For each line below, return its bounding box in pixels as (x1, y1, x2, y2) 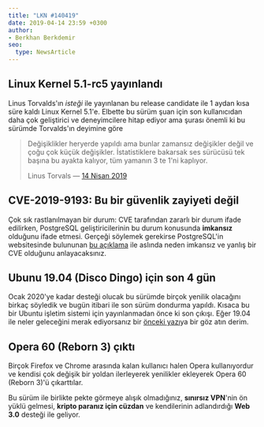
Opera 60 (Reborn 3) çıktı (8, 340, 136, 354)
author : (8, 26, 34, 34)
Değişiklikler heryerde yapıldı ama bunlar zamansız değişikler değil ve (27, 139, 254, 148)
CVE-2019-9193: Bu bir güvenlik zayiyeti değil (8, 194, 239, 208)
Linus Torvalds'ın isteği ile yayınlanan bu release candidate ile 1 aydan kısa (8, 98, 250, 107)
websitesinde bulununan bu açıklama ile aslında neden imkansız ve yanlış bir (8, 240, 257, 249)
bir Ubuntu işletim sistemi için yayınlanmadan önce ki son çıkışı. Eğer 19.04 (8, 309, 251, 318)
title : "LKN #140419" (8, 11, 80, 20)
